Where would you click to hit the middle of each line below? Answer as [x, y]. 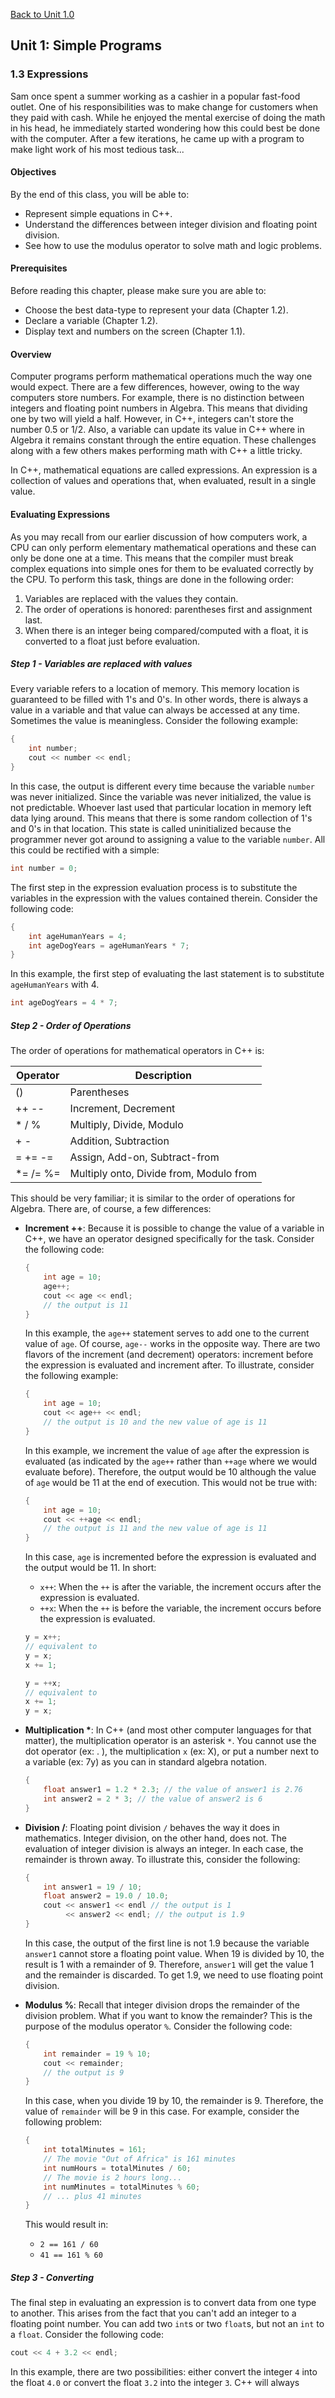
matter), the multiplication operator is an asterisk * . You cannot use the [170, 1741]
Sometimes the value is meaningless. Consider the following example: [154, 721]
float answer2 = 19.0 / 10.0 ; [106, 1896]
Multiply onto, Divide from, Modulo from [163, 1174]
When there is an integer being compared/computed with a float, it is [166, 630]
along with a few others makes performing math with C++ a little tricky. [156, 451]
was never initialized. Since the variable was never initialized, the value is [161, 796]
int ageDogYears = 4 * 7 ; [64, 1003]
